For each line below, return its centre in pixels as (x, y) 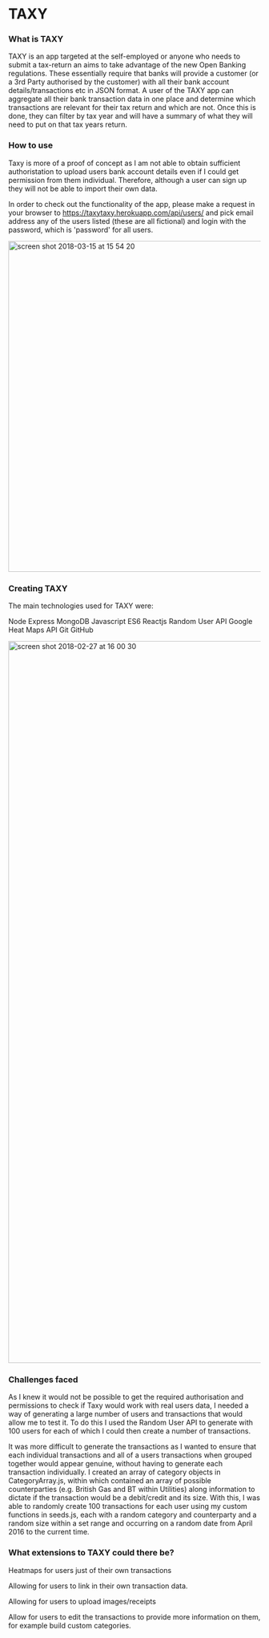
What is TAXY (36, 39)
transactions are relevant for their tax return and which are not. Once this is (132, 107)
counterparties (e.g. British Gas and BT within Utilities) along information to (132, 1490)
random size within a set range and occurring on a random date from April (130, 1523)
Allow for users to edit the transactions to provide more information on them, (134, 1616)
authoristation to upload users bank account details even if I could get (124, 171)
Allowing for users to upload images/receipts (82, 1601)
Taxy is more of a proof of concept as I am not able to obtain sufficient (124, 163)
